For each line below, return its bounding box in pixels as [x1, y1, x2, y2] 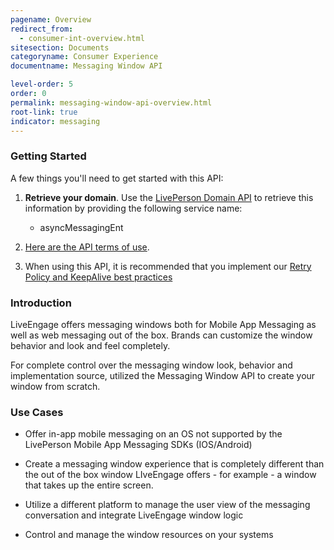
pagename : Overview [10, 14, 92, 25]
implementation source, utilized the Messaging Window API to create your [10, 369, 316, 381]
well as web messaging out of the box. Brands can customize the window [10, 329, 313, 341]
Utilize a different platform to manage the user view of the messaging [24, 499, 311, 511]
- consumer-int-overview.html [19, 33, 145, 43]
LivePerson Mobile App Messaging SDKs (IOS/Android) [24, 439, 253, 451]
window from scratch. [10, 380, 101, 392]
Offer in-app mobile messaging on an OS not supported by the [24, 428, 283, 440]
